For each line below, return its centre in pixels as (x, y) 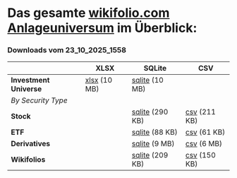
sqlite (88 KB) (154, 132)
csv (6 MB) (204, 144)
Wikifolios (28, 160)
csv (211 (201, 112)
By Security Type (39, 100)
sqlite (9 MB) (153, 144)
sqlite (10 (147, 81)
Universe (26, 89)
